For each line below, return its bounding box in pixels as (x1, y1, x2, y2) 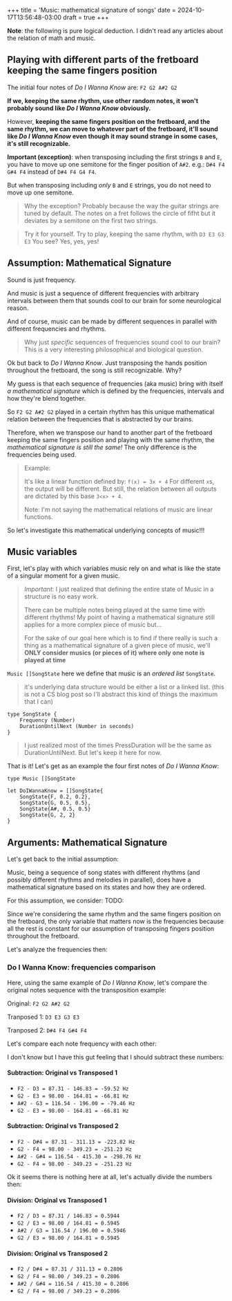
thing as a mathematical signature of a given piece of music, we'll (23, 642, 211, 650)
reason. (7, 304, 29, 312)
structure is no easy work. (23, 592, 99, 601)
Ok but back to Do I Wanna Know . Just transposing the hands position (7, 358, 207, 367)
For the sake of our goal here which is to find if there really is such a (23, 634, 218, 642)
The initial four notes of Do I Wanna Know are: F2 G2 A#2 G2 (7, 83, 177, 91)
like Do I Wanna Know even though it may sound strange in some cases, (7, 131, 218, 140)
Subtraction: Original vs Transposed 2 (7, 1122, 119, 1130)
